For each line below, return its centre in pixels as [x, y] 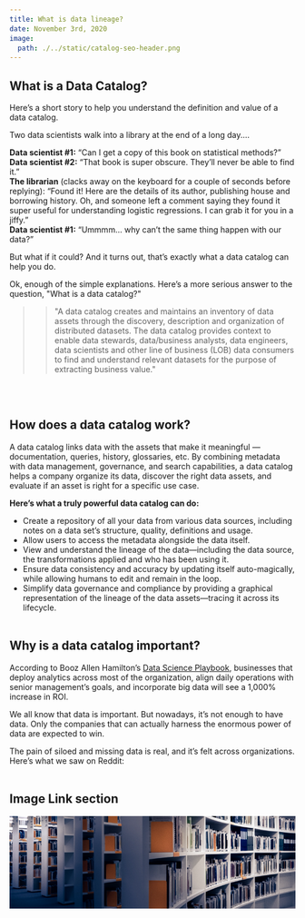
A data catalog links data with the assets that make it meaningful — [135, 447]
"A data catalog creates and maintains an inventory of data [164, 311]
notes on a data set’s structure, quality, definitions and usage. [138, 530]
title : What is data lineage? [67, 19]
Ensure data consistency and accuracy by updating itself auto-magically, [158, 568]
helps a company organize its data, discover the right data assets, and [141, 476]
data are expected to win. [57, 733]
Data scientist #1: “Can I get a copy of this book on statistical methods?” [145, 153]
